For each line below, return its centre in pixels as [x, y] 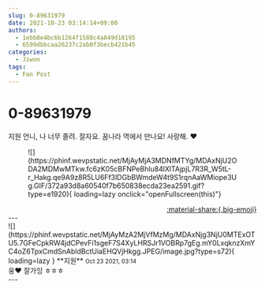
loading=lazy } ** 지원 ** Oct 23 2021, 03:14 [72, 261]
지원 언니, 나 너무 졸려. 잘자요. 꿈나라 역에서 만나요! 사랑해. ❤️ [103, 136]
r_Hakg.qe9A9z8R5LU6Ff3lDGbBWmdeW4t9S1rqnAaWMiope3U [132, 177]
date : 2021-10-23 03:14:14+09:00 [63, 23]
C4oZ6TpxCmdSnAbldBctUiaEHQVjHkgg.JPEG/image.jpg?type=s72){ [121, 251]
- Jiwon [28, 60]
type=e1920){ [50, 193]
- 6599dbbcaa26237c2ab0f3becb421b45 [75, 45]
